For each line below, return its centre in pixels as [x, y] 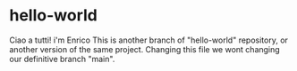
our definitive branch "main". [62, 59]
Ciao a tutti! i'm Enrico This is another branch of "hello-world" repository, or [149, 40]
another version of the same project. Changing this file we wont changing [144, 49]
